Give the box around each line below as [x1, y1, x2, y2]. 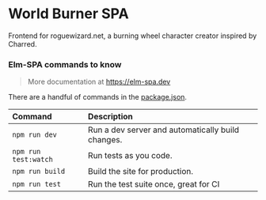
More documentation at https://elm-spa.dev [27, 77, 171, 87]
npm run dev [12, 130, 58, 139]
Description [88, 111, 133, 123]
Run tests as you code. [88, 150, 173, 161]
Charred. [8, 39, 37, 48]
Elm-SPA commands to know [8, 58, 122, 70]
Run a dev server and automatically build [88, 124, 240, 135]
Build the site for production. [88, 166, 194, 177]
